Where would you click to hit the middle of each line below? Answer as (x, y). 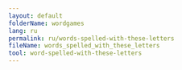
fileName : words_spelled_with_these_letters (84, 46)
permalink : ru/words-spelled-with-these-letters (91, 38)
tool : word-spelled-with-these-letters (75, 53)
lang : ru (23, 31)
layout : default (35, 16)
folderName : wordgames (46, 23)
